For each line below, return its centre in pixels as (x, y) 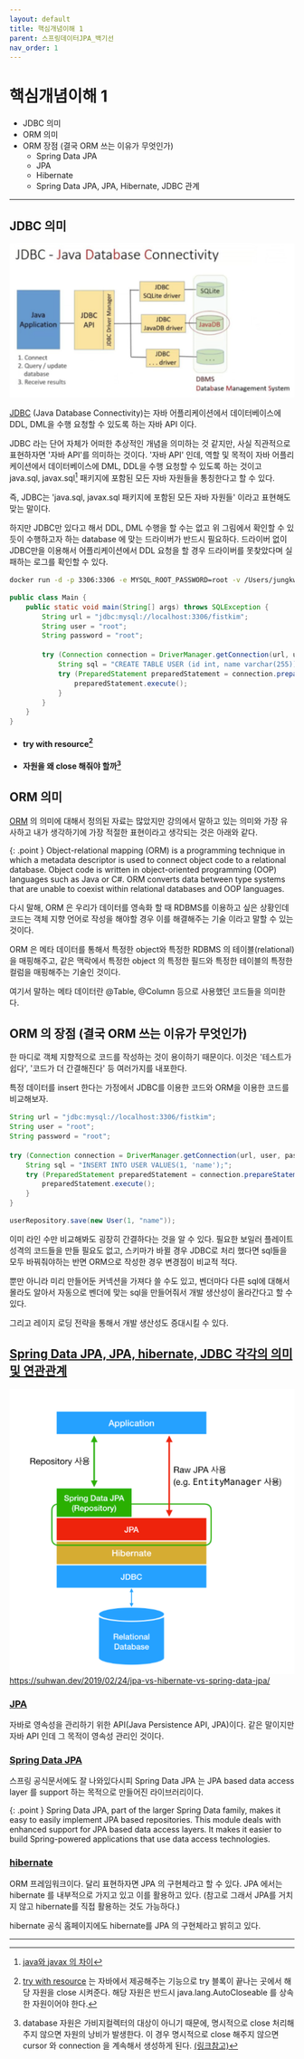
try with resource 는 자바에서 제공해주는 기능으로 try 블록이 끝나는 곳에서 (152, 1981)
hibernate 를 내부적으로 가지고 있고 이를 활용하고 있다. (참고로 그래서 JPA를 (143, 1895)
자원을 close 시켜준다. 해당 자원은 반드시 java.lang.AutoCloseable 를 (155, 1992)
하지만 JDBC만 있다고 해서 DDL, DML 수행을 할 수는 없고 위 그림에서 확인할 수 (147, 528)
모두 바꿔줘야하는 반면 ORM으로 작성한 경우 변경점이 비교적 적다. (123, 1261)
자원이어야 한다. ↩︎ (65, 2003)
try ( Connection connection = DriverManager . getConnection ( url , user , (145, 1155)
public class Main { (48, 598)
